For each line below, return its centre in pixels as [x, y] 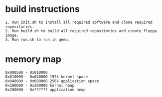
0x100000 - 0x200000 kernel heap [40, 85]
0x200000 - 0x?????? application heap [45, 90]
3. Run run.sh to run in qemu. [38, 40]
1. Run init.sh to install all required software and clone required [79, 22]
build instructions [42, 9]
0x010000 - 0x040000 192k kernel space [47, 77]
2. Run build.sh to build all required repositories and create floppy [81, 31]
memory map [33, 59]
